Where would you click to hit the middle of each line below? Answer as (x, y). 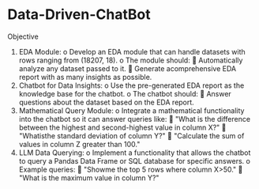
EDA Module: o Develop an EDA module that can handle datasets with (132, 51)
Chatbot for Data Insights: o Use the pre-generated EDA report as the (131, 85)
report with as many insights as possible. (85, 77)
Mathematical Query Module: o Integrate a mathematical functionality (131, 110)
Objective (23, 36)
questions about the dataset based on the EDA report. (106, 102)
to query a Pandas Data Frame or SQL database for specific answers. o (134, 161)
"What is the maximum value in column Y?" (89, 178)
